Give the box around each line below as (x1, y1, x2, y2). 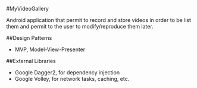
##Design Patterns (6, 34, 52, 41)
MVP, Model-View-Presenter (14, 46, 86, 53)
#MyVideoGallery (6, 5, 49, 12)
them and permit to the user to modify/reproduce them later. (6, 23, 154, 30)
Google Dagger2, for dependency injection (14, 69, 120, 76)
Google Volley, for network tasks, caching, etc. (14, 76, 130, 82)
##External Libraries (6, 58, 56, 64)
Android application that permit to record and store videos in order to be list (6, 17, 192, 23)
